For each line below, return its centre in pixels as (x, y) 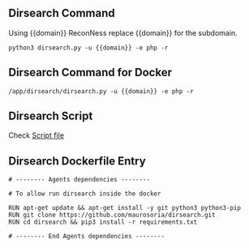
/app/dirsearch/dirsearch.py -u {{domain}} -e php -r (101, 91)
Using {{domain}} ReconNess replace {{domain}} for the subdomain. (123, 32)
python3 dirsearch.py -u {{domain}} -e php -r (88, 48)
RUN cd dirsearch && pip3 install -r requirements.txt (103, 222)
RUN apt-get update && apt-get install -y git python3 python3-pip (125, 208)
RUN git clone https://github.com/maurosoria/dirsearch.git (112, 215)
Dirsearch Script (51, 116)
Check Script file (36, 135)
